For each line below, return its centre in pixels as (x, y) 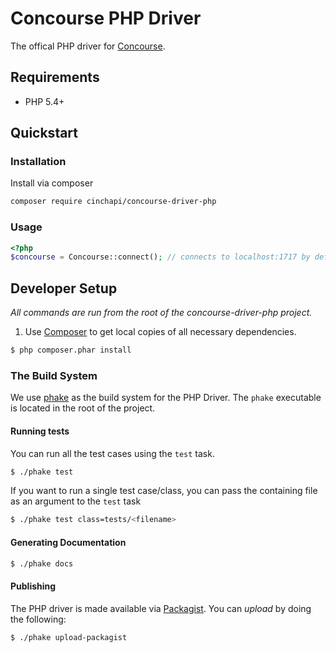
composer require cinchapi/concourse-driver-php (113, 202)
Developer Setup (64, 288)
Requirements (55, 77)
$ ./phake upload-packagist (69, 637)
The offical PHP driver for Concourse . (88, 46)
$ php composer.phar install (71, 350)
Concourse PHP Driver (106, 18)
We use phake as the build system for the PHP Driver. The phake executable (166, 398)
